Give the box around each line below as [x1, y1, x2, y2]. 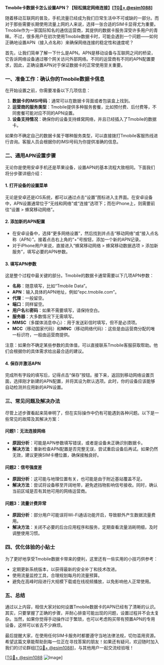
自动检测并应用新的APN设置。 [5, 385, 66, 390]
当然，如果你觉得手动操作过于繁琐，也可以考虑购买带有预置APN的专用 [13, 616, 155, 622]
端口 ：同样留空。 [12, 301, 47, 307]
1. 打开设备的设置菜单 [5, 183, 48, 189]
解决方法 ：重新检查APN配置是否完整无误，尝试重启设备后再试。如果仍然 [12, 446, 158, 451]
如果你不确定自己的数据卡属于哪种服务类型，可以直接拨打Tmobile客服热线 [5, 133, 154, 139]
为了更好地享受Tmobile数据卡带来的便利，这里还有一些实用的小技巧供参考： [5, 556, 158, 561]
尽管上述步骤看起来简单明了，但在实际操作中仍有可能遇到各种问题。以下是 [5, 410, 155, 416]
